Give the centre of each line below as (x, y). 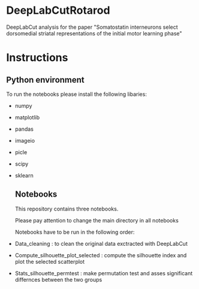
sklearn (24, 175)
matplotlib (27, 117)
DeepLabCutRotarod (58, 10)
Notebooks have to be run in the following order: (75, 232)
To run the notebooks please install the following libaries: (76, 94)
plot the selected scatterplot (50, 261)
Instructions (37, 58)
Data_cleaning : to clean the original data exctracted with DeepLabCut (101, 243)
